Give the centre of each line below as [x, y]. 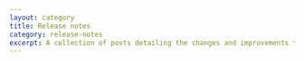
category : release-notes [56, 34]
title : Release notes [50, 26]
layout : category [42, 17]
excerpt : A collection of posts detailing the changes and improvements [149, 43]
